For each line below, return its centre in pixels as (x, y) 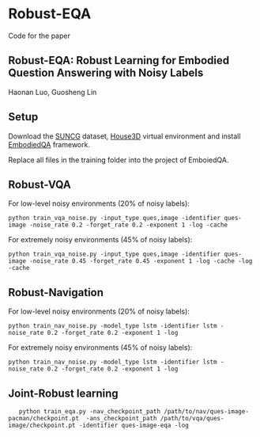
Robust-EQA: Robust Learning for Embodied (119, 61)
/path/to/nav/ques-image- (206, 412)
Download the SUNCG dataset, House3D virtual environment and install (124, 136)
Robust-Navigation (56, 293)
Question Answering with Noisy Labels (106, 73)
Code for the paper (40, 36)
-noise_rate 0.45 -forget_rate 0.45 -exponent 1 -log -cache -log (141, 261)
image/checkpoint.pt (42, 425)
